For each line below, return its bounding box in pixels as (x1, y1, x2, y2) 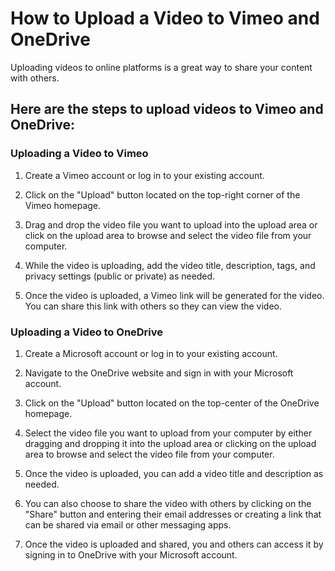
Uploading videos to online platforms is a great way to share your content (10, 61, 313, 73)
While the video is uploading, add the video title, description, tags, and (24, 259, 316, 271)
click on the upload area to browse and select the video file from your (24, 229, 312, 241)
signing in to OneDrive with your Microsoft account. (24, 548, 238, 561)
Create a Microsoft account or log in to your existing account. (24, 347, 278, 359)
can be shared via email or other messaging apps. (24, 518, 232, 531)
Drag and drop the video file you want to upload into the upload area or (24, 218, 318, 231)
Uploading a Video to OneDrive (10, 325, 164, 339)
